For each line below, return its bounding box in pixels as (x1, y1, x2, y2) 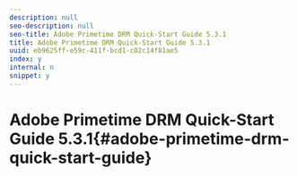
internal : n (9, 63, 54, 72)
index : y (9, 54, 42, 63)
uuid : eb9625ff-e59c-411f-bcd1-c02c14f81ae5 (9, 46, 179, 55)
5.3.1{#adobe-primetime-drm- (57, 129, 290, 148)
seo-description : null (9, 21, 94, 30)
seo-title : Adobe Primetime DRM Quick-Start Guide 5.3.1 (9, 29, 227, 38)
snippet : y (9, 71, 50, 80)
